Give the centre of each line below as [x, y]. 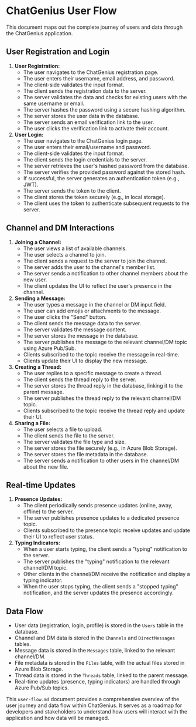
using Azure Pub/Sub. [49, 348]
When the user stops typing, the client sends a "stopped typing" [101, 587]
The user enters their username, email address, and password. [99, 78]
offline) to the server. [49, 511]
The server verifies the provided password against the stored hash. [104, 172]
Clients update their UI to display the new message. [85, 361]
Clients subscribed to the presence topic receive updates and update [106, 530]
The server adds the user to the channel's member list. [90, 267]
